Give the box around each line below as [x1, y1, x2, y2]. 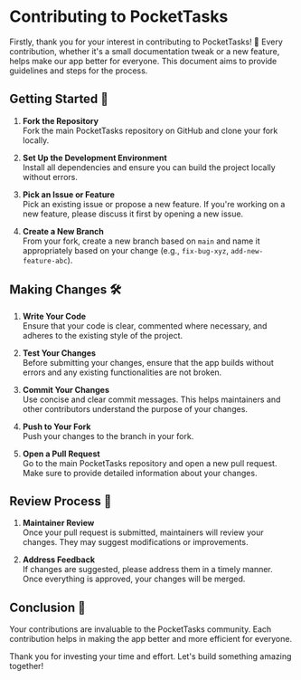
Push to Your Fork [22, 421, 91, 432]
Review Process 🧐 [9, 493, 112, 509]
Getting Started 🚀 [9, 91, 109, 107]
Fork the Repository [22, 115, 99, 126]
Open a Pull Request [22, 448, 101, 459]
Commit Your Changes [22, 384, 110, 395]
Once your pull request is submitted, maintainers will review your [22, 527, 264, 538]
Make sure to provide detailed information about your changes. [22, 467, 258, 478]
